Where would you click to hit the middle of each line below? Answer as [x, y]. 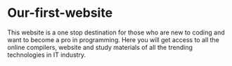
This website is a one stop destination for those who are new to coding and [116, 32]
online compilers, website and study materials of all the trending [100, 47]
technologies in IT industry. [47, 55]
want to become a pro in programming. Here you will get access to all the [114, 39]
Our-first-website [60, 13]
